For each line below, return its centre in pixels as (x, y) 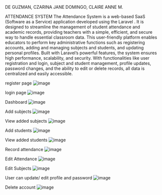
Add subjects (18, 111)
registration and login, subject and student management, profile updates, (78, 63)
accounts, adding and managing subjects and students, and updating (74, 48)
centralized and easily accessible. (39, 74)
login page (16, 93)
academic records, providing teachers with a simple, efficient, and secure (79, 32)
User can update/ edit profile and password (49, 178)
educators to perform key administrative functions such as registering (75, 43)
